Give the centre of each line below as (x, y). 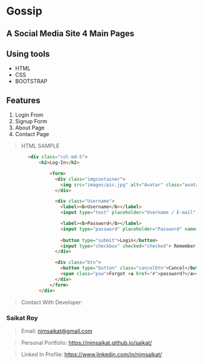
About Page (30, 128)
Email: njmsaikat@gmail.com (56, 331)
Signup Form (31, 122)
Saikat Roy (22, 317)
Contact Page (32, 134)
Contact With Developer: (52, 302)
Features (23, 100)
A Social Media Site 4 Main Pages (70, 34)
